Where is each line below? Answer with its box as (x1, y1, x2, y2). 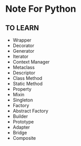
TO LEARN (5, 24, 39, 32)
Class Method (12, 75, 43, 81)
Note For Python (5, 3, 76, 15)
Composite (12, 135, 36, 141)
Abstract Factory (12, 108, 49, 114)
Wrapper (12, 37, 32, 43)
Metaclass (12, 65, 35, 70)
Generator (12, 48, 35, 54)
